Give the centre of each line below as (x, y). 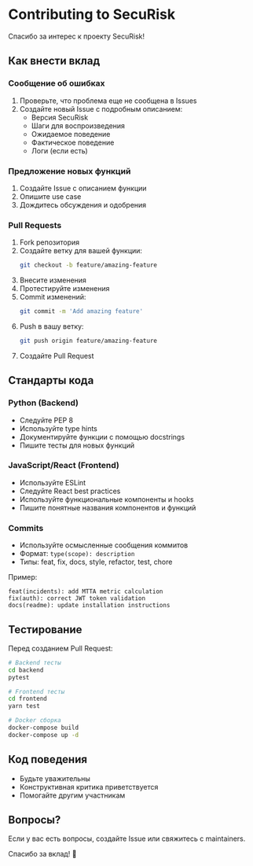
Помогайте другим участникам (72, 795)
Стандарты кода (51, 380)
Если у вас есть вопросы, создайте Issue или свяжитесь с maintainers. (127, 838)
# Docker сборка (35, 720)
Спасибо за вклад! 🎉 (42, 854)
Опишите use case (50, 196)
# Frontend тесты (37, 691)
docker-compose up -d (44, 735)
